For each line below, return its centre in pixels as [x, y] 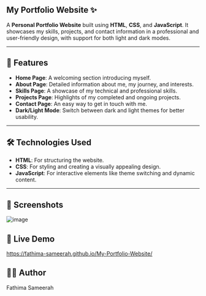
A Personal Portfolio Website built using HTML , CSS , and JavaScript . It [97, 25]
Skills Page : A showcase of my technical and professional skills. [96, 91]
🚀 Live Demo [31, 239]
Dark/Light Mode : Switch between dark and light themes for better [100, 110]
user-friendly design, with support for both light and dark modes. [88, 38]
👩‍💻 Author [26, 273]
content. [26, 180]
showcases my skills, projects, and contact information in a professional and [103, 31]
